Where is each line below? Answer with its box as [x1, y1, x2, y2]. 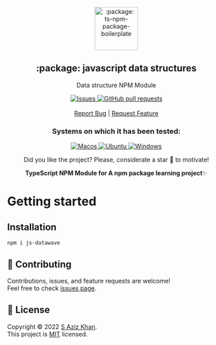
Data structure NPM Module [76, 80, 156, 89]
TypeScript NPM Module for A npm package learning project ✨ [25, 169, 208, 177]
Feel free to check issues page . [7, 284, 97, 292]
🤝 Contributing [7, 258, 72, 270]
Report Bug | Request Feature [73, 109, 159, 117]
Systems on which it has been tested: [51, 126, 181, 136]
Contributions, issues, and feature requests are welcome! [7, 276, 171, 285]
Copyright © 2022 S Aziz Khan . [7, 322, 98, 330]
